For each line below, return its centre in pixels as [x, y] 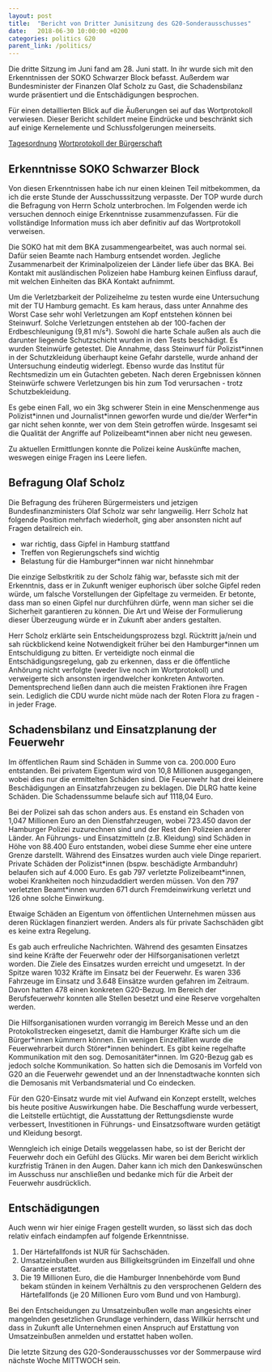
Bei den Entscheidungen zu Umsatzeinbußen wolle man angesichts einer [130, 1310]
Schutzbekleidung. [40, 391]
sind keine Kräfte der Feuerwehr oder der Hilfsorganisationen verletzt [124, 955]
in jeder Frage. [32, 704]
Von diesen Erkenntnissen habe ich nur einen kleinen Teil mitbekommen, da [134, 188]
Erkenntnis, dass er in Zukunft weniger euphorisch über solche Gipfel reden [134, 585]
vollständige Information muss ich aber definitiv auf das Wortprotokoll [125, 223]
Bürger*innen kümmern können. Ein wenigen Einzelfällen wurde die [121, 1039]
